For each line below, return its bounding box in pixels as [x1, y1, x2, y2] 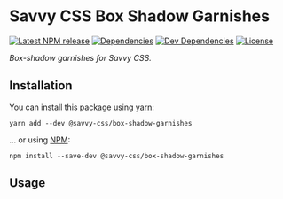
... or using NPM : [9, 134, 71, 145]
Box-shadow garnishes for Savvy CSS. [9, 52, 153, 63]
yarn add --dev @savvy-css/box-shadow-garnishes [9, 119, 193, 127]
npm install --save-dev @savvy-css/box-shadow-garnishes [9, 151, 224, 160]
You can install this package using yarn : [9, 102, 155, 112]
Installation [9, 78, 73, 94]
